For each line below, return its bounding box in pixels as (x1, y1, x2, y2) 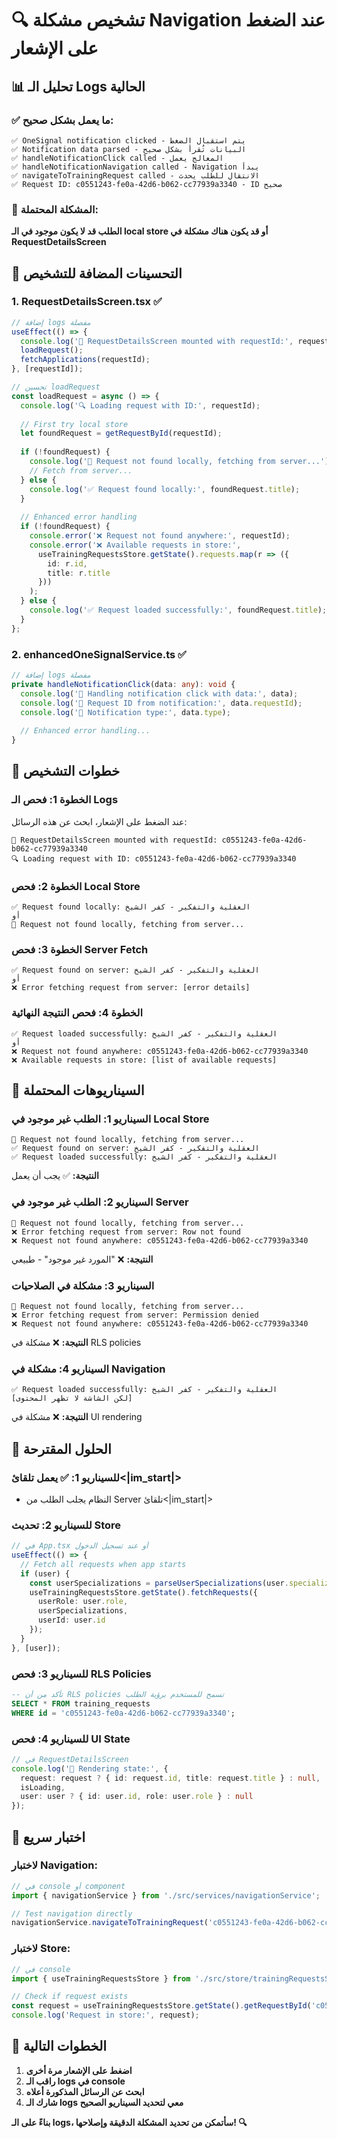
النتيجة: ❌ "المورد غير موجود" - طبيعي (11, 1253, 154, 1265)
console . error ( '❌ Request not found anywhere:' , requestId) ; (29, 531, 291, 541)
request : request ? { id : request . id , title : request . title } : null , (20, 1773, 321, 1783)
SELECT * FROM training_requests (11, 1698, 151, 1709)
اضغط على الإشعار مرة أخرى (25, 2064, 133, 2076)
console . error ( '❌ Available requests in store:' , (29, 540, 242, 550)
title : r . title (47, 568, 111, 578)
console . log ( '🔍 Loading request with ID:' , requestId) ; (20, 400, 261, 411)
